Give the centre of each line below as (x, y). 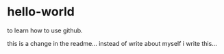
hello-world (41, 12)
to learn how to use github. (45, 30)
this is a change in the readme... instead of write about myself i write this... (112, 43)
